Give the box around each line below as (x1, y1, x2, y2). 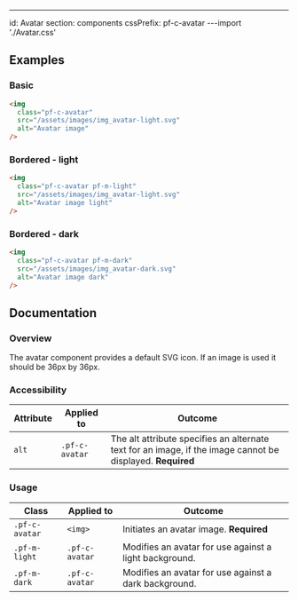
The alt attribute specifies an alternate (110, 432, 270, 445)
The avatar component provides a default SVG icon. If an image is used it (9, 352, 277, 363)
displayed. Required (110, 455, 195, 467)
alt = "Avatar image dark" (17, 273, 109, 281)
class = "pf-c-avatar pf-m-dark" (17, 256, 133, 265)
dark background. (122, 577, 197, 589)
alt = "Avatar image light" (17, 198, 114, 207)
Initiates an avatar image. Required (122, 523, 268, 535)
